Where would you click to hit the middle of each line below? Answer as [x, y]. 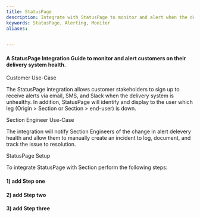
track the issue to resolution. [41, 145]
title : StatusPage [29, 12]
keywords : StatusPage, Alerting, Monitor [58, 23]
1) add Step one [26, 181]
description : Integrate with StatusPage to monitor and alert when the [97, 17]
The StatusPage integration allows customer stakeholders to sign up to [93, 90]
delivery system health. [36, 65]
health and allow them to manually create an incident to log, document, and [99, 138]
